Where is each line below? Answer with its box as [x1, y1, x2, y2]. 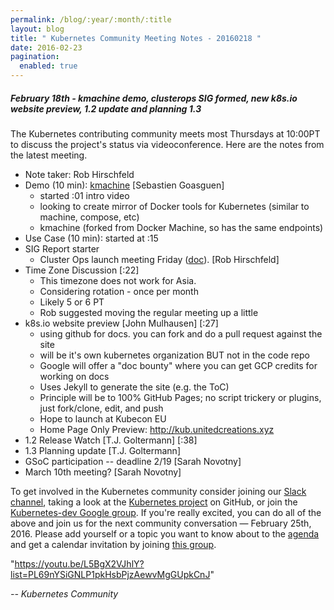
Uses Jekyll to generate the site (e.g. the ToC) [39, 381, 230, 393]
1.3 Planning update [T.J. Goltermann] [24, 444, 181, 456]
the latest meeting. [10, 149, 88, 161]
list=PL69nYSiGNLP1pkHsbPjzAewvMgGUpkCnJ [10, 568, 211, 580]
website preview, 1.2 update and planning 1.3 [10, 102, 202, 115]
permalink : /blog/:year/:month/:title [10, 14, 172, 25]
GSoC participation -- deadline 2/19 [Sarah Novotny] [24, 455, 242, 467]
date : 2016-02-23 [10, 42, 83, 53]
